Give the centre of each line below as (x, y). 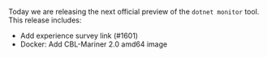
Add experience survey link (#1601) (79, 36)
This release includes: (45, 20)
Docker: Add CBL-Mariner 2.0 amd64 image (94, 44)
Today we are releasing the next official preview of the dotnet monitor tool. (134, 12)
